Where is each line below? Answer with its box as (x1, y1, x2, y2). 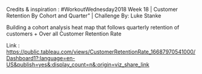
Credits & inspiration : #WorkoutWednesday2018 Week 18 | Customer (6, 6, 178, 13)
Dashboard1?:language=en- (6, 55, 75, 61)
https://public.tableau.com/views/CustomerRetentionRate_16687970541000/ (6, 48, 196, 55)
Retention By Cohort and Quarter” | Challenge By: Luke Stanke (6, 12, 162, 19)
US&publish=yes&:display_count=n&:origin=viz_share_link (6, 61, 150, 68)
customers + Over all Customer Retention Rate (6, 30, 122, 37)
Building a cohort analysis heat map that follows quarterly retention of (6, 24, 180, 31)
